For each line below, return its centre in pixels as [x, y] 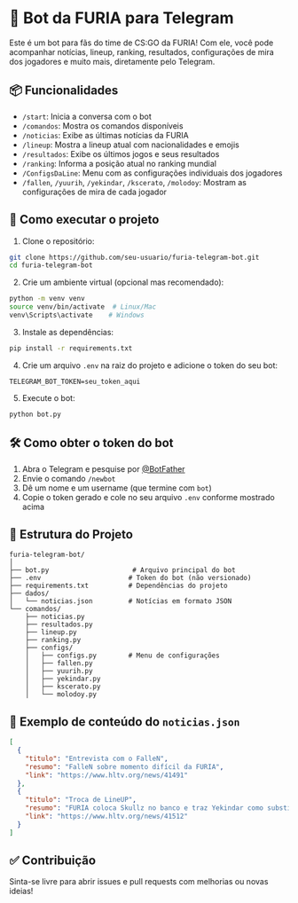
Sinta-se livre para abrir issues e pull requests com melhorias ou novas [139, 882]
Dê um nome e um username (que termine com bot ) [117, 488]
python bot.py [35, 414]
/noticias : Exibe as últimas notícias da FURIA [105, 135]
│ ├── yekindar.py [63, 679]
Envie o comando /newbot [69, 478]
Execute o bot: [48, 397]
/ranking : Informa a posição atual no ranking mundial [119, 163]
